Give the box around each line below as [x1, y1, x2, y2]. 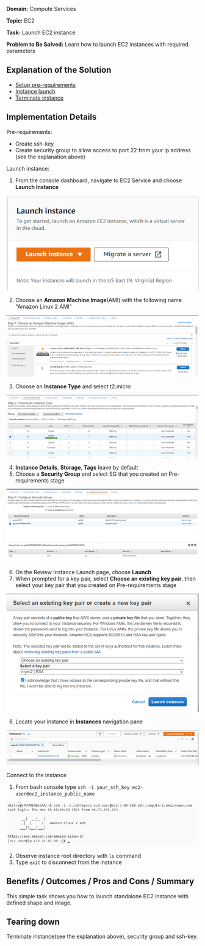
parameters [6, 47, 35, 54]
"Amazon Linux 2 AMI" [15, 303, 72, 310]
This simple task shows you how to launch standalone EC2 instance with [6, 892, 189, 900]
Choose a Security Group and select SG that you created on [15, 470, 168, 478]
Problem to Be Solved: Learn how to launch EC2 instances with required [6, 41, 189, 48]
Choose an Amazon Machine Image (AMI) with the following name [15, 296, 182, 303]
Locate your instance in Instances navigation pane [15, 718, 143, 725]
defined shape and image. [6, 899, 72, 906]
